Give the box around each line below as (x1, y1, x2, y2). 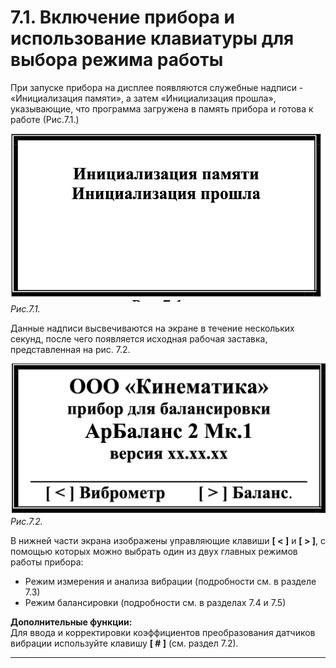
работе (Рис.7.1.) (10, 113, 80, 125)
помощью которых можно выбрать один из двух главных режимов (10, 545, 298, 557)
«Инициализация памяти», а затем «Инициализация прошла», (10, 92, 277, 104)
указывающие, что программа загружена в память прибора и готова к (10, 102, 314, 115)
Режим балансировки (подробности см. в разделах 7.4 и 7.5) (24, 596, 287, 608)
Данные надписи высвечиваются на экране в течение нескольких (10, 322, 295, 334)
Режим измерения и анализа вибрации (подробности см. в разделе (24, 575, 317, 587)
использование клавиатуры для (10, 27, 295, 50)
